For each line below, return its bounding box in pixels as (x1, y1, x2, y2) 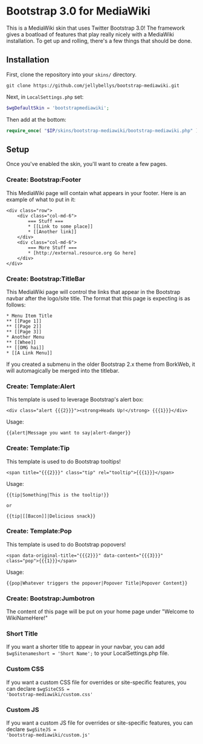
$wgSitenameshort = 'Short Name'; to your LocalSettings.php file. (6, 649, 169, 657)
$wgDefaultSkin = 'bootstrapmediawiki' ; (6, 105, 110, 111)
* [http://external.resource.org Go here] (28, 250, 137, 256)
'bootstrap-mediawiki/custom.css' (6, 691, 94, 697)
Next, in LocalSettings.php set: (6, 93, 84, 101)
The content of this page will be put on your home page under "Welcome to (6, 608, 195, 616)
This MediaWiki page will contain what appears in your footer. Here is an (6, 189, 186, 196)
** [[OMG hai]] (6, 344, 45, 351)
